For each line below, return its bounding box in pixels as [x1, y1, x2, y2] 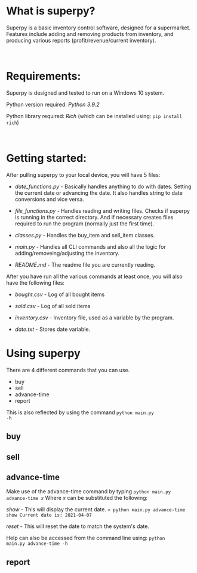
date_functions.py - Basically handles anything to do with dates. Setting [14, 183, 192, 190]
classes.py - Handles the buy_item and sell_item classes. [14, 231, 155, 239]
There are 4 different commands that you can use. [6, 366, 130, 373]
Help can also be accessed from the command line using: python [6, 535, 165, 542]
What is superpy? [6, 4, 96, 18]
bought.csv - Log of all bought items [14, 291, 105, 298]
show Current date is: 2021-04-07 [6, 512, 93, 518]
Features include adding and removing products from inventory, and [6, 30, 174, 37]
